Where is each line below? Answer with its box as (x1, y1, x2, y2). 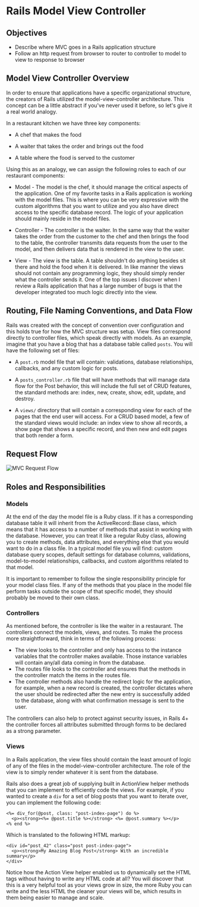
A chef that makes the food (14, 131, 82, 138)
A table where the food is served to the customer (14, 154, 135, 161)
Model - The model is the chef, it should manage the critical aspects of (14, 183, 188, 191)
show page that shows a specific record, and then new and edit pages (14, 425, 187, 432)
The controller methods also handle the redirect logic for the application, (14, 678, 192, 685)
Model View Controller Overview (6, 73, 129, 84)
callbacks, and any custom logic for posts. (14, 364, 119, 372)
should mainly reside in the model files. (14, 215, 111, 222)
